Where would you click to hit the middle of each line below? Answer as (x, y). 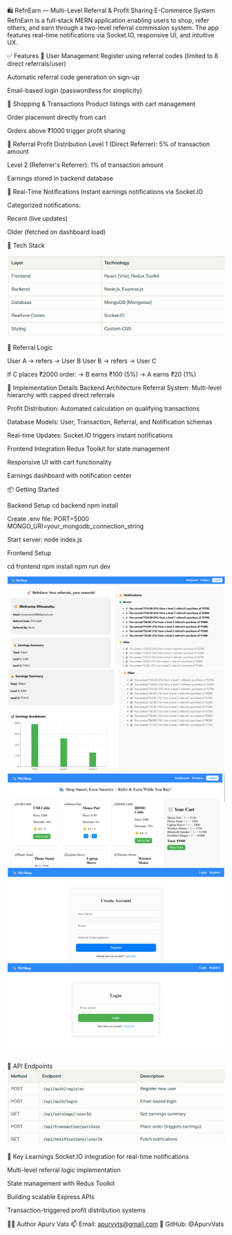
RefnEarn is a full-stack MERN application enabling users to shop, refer (108, 20)
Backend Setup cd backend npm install (63, 505)
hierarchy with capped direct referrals (61, 395)
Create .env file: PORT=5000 (48, 519)
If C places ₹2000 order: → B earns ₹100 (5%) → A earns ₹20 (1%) (102, 374)
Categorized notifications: (44, 205)
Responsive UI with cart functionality (59, 462)
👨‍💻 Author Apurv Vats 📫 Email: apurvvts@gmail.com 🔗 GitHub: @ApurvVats (116, 1224)
